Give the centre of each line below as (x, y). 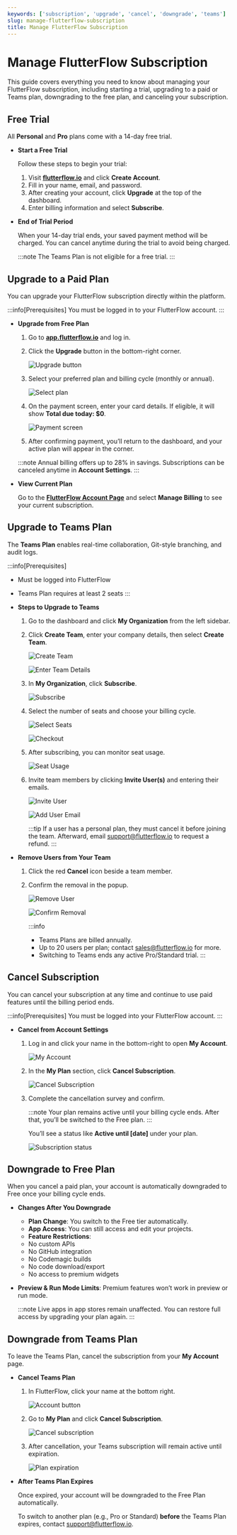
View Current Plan (45, 484)
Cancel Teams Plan (46, 1377)
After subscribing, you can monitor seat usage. (97, 752)
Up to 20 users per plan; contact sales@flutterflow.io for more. (130, 947)
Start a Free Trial (42, 151)
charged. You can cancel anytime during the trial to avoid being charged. (124, 243)
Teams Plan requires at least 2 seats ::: (74, 593)
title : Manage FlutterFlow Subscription (68, 27)
